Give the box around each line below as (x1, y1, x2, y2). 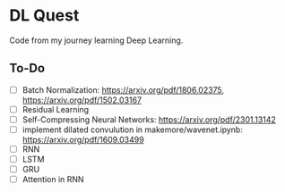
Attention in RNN (22, 174, 84, 185)
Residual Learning (22, 104, 90, 114)
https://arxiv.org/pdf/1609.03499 (22, 135, 145, 145)
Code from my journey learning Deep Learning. (9, 35, 184, 46)
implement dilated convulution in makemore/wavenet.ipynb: (22, 124, 244, 135)
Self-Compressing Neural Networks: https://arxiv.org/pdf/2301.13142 (22, 113, 276, 125)
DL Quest (9, 5, 80, 26)
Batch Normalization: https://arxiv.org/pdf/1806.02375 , (22, 84, 225, 95)
